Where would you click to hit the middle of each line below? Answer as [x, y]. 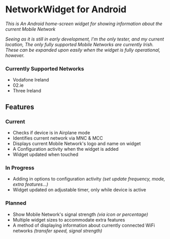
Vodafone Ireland [31, 80]
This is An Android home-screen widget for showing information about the [84, 24]
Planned [16, 203]
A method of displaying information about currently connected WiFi [84, 225]
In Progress [20, 168]
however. [15, 55]
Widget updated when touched [45, 154]
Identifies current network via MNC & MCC [58, 138]
